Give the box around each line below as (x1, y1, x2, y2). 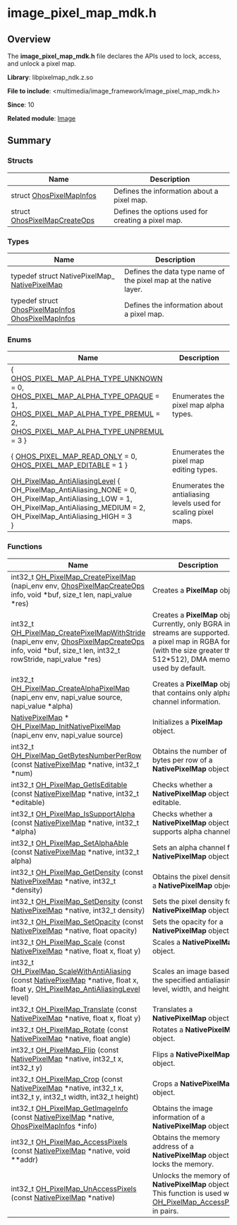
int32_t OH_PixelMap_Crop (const (11, 1074, 123, 1084)
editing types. (171, 465, 218, 475)
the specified (152, 975, 196, 985)
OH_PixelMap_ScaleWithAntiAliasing (11, 966, 132, 976)
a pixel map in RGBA (152, 637, 220, 646)
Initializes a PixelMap (152, 716, 224, 726)
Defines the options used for (114, 207, 208, 216)
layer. (124, 284, 143, 294)
